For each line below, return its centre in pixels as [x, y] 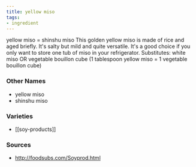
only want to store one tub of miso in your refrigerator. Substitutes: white [96, 53]
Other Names [26, 81]
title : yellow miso [31, 12]
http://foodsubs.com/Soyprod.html [58, 158]
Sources [19, 145]
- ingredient [22, 23]
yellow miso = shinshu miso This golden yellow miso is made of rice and [95, 40]
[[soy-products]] [35, 129]
